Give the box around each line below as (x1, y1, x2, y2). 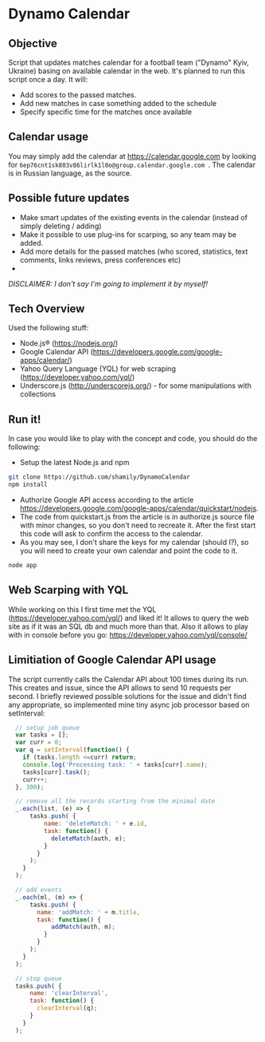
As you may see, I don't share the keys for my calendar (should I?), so (19, 538, 249, 547)
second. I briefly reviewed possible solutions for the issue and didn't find (8, 691, 247, 701)
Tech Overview (8, 302, 85, 316)
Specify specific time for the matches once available (19, 107, 193, 116)
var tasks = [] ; (15, 731, 69, 739)
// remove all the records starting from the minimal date (15, 797, 216, 806)
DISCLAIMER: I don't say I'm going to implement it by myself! (8, 278, 208, 288)
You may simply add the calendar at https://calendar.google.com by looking (8, 151, 256, 160)
